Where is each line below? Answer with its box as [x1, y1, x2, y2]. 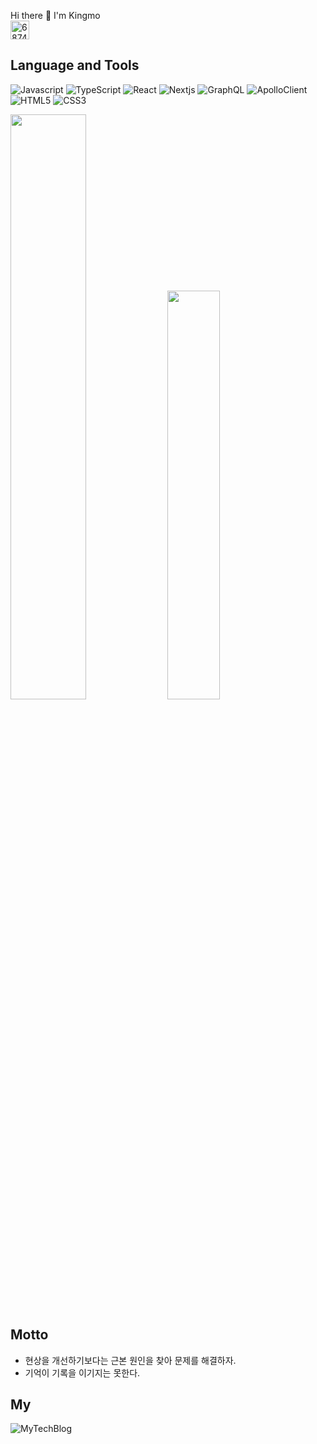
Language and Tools [10, 57, 140, 74]
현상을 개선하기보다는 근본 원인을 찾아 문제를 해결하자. [24, 1354, 237, 1366]
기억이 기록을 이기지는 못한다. [24, 1366, 141, 1379]
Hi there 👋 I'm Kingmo [10, 10, 101, 21]
